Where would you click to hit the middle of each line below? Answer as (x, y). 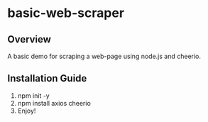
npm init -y (33, 95)
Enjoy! (27, 111)
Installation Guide (47, 78)
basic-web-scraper (66, 13)
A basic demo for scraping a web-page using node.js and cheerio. (104, 56)
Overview (29, 39)
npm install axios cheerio (54, 103)
